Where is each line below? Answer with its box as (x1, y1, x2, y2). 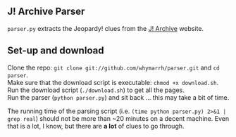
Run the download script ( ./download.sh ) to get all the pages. (7, 86, 185, 94)
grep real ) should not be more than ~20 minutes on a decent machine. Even (7, 114, 230, 122)
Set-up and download (7, 45, 104, 57)
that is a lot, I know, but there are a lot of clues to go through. (7, 122, 185, 130)
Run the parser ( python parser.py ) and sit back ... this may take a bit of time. (7, 93, 230, 101)
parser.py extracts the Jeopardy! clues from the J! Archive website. (7, 24, 204, 32)
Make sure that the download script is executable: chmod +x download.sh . (7, 78, 219, 86)
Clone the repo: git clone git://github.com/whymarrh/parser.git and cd (7, 63, 220, 72)
